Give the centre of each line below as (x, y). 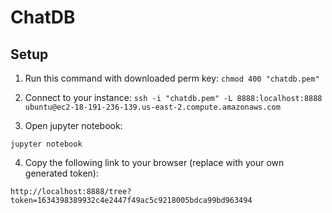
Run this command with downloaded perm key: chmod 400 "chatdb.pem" (172, 78)
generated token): (62, 173)
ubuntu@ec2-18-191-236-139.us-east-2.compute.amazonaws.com (152, 107)
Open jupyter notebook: (73, 125)
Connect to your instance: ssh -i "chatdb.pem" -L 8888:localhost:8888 (173, 97)
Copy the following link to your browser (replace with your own (154, 162)
